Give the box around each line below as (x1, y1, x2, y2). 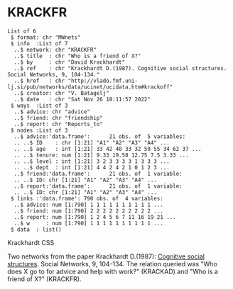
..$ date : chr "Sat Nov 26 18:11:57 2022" (13, 96, 151, 103)
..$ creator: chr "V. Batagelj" (13, 89, 110, 96)
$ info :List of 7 (10, 40, 69, 47)
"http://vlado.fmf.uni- (67, 77, 139, 84)
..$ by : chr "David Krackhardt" (13, 58, 126, 66)
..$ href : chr (13, 77, 65, 84)
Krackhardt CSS (7, 238, 55, 246)
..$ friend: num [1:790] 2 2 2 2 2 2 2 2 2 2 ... (13, 207, 163, 215)
